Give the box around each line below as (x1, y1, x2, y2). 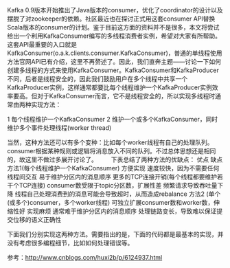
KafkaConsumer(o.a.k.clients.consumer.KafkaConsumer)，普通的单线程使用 (7, 49, 222, 57)
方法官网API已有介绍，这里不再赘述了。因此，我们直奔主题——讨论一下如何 (7, 58, 222, 65)
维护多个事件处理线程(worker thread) (7, 124, 112, 132)
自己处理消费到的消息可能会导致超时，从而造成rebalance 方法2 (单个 (26, 190, 221, 198)
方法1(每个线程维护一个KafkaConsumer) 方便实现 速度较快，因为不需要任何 (7, 164, 220, 172)
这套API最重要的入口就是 (7, 41, 78, 48)
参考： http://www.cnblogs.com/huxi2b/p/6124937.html (7, 254, 163, 261)
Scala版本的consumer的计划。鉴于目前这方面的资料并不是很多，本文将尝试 (7, 23, 220, 31)
